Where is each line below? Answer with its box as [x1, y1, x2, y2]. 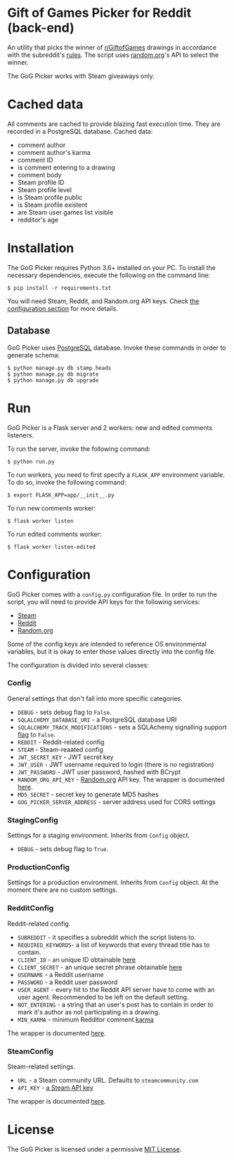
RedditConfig [7, 903, 54, 913]
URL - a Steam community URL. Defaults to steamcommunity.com [17, 1076, 199, 1084]
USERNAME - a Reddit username [17, 970, 104, 979]
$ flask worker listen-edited [7, 543, 96, 550]
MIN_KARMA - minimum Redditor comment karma [17, 1015, 155, 1024]
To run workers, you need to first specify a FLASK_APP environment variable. [7, 470, 225, 479]
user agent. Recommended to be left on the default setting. [17, 993, 189, 1001]
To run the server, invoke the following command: [7, 445, 151, 453]
